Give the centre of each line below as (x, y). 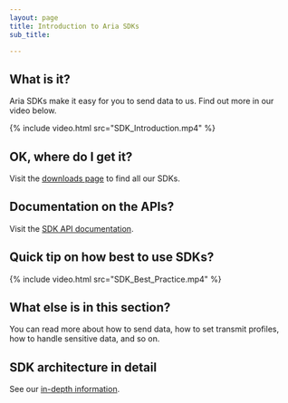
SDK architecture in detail (83, 367)
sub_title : (30, 34)
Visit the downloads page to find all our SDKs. (95, 178)
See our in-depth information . (65, 389)
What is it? (40, 79)
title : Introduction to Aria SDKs (75, 26)
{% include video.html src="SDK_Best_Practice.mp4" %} (115, 279)
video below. (33, 110)
